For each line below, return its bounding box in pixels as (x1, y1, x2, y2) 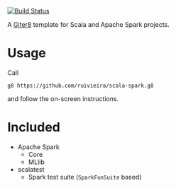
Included (7, 119, 60, 136)
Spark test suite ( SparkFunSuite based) (28, 172, 142, 181)
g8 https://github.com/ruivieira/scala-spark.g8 (7, 82, 154, 89)
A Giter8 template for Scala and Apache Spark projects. (7, 20, 170, 28)
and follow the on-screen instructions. (7, 94, 119, 102)
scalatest (17, 165, 45, 173)
